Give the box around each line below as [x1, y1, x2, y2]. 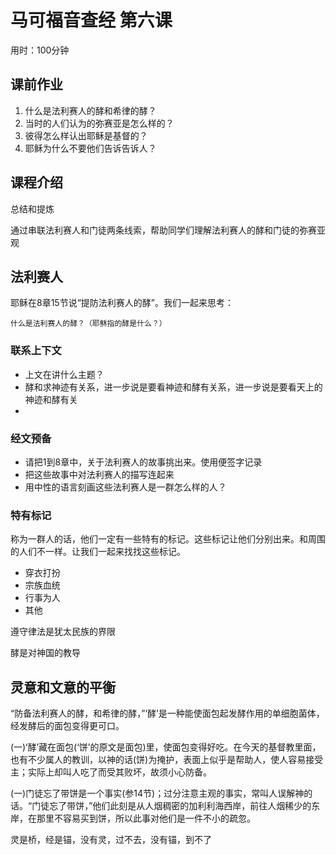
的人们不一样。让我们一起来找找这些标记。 [10, 546, 186, 558]
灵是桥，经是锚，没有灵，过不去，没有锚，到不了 [10, 834, 212, 846]
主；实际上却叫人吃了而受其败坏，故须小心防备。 [10, 766, 212, 778]
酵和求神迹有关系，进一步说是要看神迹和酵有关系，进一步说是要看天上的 [24, 381, 323, 393]
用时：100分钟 [10, 44, 70, 56]
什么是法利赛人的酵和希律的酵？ [24, 104, 157, 116]
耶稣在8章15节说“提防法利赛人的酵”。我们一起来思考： [10, 297, 234, 309]
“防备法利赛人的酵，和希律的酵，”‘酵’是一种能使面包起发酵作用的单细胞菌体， [10, 707, 325, 720]
